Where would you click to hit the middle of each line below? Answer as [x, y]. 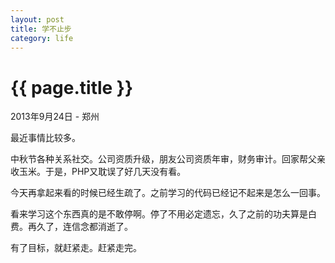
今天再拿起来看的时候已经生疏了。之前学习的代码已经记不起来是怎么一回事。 [168, 193]
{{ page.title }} [72, 87]
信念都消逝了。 [102, 227]
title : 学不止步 [41, 29]
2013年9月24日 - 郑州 [55, 117]
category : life [42, 38]
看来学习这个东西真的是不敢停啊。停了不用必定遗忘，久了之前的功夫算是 [159, 214]
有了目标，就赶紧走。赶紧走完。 [76, 248]
